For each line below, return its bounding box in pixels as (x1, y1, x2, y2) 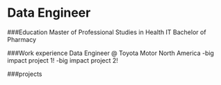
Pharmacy (7, 35, 37, 43)
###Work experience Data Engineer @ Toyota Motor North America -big (7, 49, 214, 57)
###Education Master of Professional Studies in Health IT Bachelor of (7, 28, 206, 36)
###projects (7, 70, 42, 78)
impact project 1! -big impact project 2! (7, 56, 118, 64)
